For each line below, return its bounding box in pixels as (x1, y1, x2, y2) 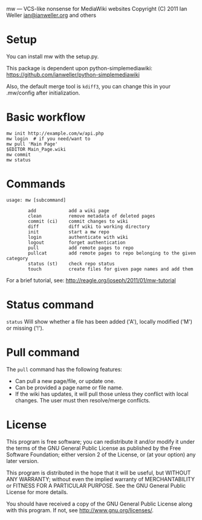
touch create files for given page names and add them (28, 266, 194, 272)
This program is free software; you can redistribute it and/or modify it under (6, 438, 195, 445)
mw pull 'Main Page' (6, 141, 59, 147)
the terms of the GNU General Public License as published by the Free (6, 444, 181, 452)
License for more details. (6, 488, 68, 496)
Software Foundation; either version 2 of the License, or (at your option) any (6, 451, 196, 458)
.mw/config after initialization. (6, 89, 80, 96)
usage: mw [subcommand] (6, 197, 67, 203)
